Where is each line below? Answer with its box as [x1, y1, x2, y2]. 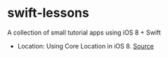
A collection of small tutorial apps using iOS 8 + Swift [7, 28, 162, 37]
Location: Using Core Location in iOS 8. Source [17, 42, 155, 50]
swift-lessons [7, 5, 89, 21]
